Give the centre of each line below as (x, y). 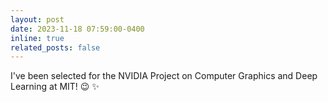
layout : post (37, 19)
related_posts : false (55, 47)
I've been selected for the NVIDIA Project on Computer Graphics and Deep (164, 76)
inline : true (37, 38)
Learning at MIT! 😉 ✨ (55, 87)
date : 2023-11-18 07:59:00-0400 (77, 29)
